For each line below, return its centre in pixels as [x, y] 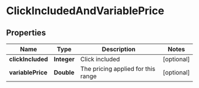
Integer [64, 59]
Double [64, 72]
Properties [26, 33]
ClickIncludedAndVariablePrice [85, 11]
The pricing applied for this [118, 69]
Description [119, 49]
